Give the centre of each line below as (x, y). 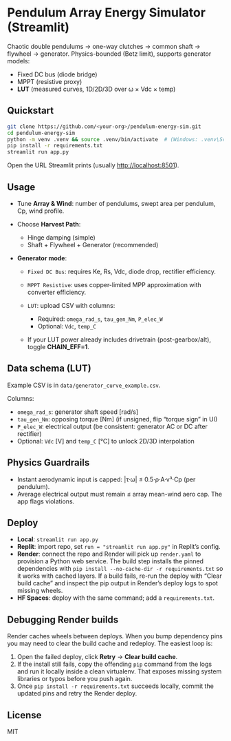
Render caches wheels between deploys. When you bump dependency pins (115, 636)
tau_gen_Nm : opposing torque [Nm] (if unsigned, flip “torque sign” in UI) (117, 419)
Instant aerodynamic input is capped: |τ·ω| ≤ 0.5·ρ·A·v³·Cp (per (106, 479)
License (24, 715)
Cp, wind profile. (41, 211)
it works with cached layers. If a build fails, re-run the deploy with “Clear (119, 576)
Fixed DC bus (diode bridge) (57, 74)
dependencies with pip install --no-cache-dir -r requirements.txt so (120, 569)
